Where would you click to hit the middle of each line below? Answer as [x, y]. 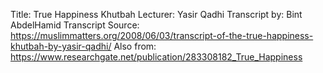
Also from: [135, 46]
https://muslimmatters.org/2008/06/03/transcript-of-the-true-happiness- [162, 35]
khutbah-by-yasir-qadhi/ [61, 46]
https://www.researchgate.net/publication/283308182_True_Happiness [156, 57]
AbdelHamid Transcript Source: [75, 25]
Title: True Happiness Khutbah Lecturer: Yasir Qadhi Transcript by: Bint [156, 14]
